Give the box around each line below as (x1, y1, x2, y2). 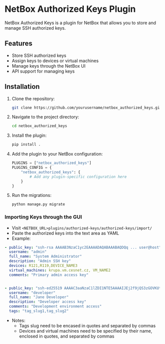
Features (4, 39, 33, 48)
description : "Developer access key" (9, 300, 87, 305)
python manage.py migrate (11, 202, 65, 207)
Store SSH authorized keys (11, 52, 66, 58)
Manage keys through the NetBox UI (11, 63, 86, 69)
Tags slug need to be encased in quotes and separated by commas (19, 322, 156, 329)
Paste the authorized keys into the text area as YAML (11, 230, 119, 236)
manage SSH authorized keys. (4, 25, 66, 31)
